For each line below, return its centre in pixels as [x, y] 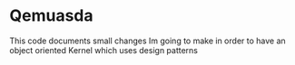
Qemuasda [51, 16]
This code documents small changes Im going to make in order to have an [147, 41]
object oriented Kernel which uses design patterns [103, 50]
